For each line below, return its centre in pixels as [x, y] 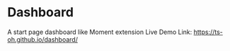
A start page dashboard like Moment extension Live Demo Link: [100, 32]
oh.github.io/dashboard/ [42, 39]
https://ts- [208, 32]
